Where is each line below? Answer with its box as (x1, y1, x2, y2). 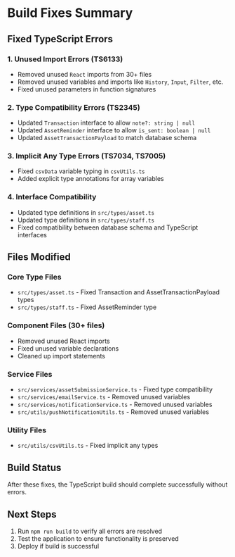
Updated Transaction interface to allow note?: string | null (17, 118, 195, 127)
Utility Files (7, 425, 47, 434)
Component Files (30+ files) (7, 320, 105, 330)
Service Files (7, 369, 53, 379)
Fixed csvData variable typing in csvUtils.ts (17, 167, 145, 175)
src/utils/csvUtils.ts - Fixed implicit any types (17, 442, 159, 450)
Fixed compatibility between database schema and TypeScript (17, 223, 199, 232)
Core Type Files (7, 273, 62, 282)
